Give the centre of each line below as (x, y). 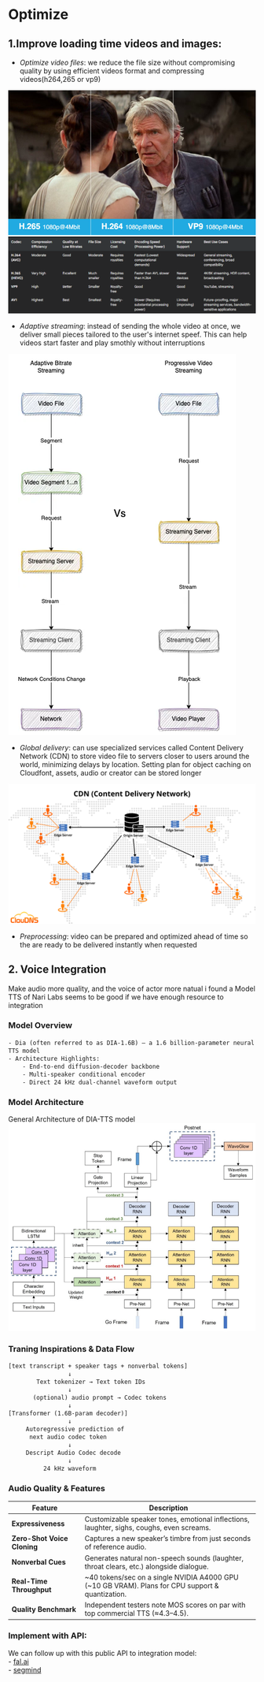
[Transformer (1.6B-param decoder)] (68, 1413)
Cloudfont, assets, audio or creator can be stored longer (110, 773)
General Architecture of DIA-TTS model (72, 1119)
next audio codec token (68, 1437)
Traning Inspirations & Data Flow (71, 1349)
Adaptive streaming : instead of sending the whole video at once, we (130, 326)
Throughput (31, 1590)
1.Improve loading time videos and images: (115, 44)
